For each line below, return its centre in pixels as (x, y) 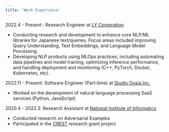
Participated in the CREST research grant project (64, 123)
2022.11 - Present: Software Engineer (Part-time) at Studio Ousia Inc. (78, 83)
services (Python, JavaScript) (44, 98)
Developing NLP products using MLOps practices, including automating (88, 56)
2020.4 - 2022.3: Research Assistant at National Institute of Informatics (81, 108)
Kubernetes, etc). (31, 73)
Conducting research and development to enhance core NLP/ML (81, 34)
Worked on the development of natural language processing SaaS (82, 92)
